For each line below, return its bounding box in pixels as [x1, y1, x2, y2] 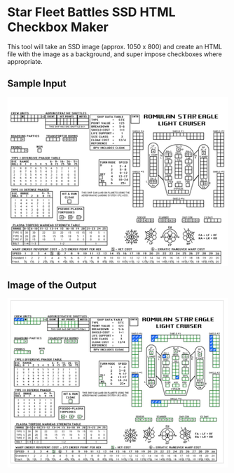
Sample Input [7, 78, 67, 90]
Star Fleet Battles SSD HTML [7, 4, 176, 20]
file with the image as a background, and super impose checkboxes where [7, 50, 222, 58]
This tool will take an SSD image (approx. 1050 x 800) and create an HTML [7, 42, 223, 51]
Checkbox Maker [7, 19, 109, 35]
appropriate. [7, 57, 43, 65]
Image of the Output [7, 279, 97, 292]
